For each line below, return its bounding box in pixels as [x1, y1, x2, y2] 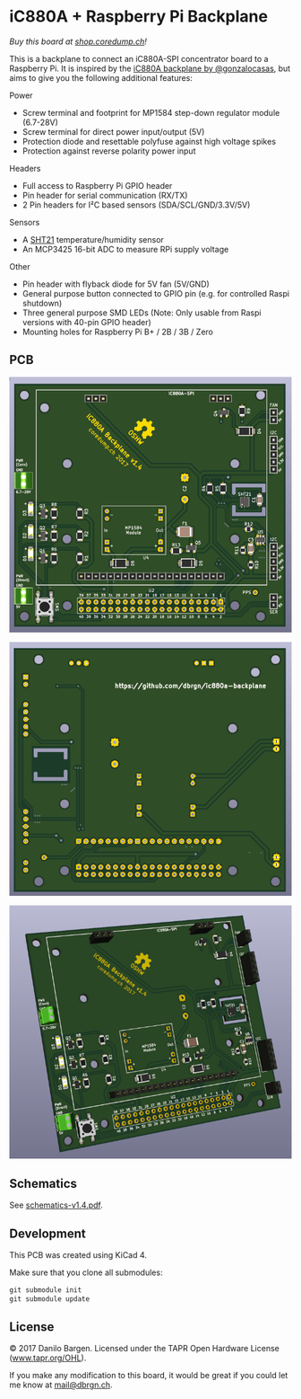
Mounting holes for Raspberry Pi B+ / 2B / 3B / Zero [21, 326, 213, 337]
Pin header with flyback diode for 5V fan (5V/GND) [21, 279, 211, 289]
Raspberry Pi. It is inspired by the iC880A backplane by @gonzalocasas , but [9, 63, 291, 74]
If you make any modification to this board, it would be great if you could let [9, 1370, 288, 1381]
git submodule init [9, 1286, 82, 1295]
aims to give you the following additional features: [9, 72, 193, 83]
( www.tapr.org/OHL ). [9, 1352, 87, 1363]
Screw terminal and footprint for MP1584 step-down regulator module [21, 107, 280, 118]
